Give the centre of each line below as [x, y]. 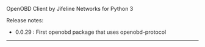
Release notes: [25, 20]
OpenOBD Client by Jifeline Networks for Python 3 [70, 9]
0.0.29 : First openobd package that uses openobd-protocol [91, 32]
